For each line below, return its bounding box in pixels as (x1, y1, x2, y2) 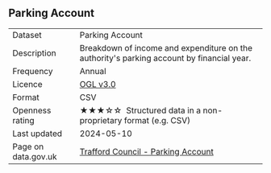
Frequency (12, 65, 53, 76)
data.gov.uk (12, 150, 57, 162)
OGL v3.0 (79, 78, 116, 89)
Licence (12, 78, 43, 89)
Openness (12, 105, 52, 116)
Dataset (12, 29, 42, 40)
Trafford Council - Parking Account (79, 146, 214, 157)
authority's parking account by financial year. (79, 52, 252, 64)
